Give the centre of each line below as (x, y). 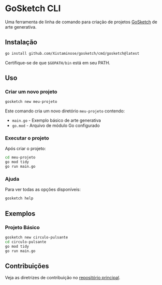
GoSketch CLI (33, 8)
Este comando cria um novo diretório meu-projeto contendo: (65, 111)
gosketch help (19, 198)
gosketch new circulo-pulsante (37, 237)
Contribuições (27, 266)
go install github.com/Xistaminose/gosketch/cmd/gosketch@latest (72, 53)
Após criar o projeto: (25, 149)
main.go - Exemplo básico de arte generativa (56, 120)
